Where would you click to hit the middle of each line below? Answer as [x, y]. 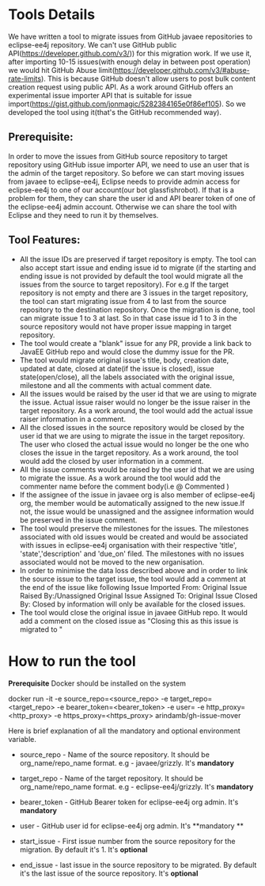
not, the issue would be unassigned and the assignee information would [137, 511]
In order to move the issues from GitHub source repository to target [118, 156]
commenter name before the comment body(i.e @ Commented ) [124, 486]
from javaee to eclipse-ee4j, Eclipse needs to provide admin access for [124, 181]
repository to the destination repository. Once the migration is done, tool [137, 310]
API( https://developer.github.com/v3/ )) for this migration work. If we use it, [130, 53]
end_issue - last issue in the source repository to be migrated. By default [138, 865]
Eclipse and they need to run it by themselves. [83, 215]
